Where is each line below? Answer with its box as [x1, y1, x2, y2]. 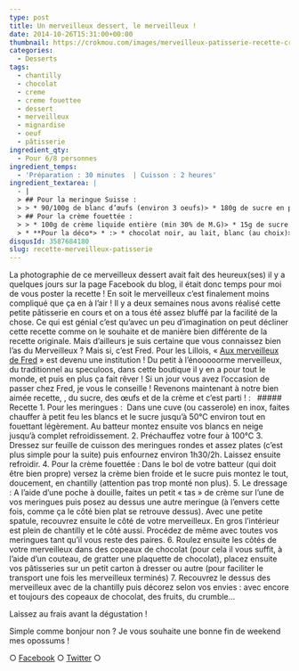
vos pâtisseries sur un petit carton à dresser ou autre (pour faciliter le [9, 563, 264, 574]
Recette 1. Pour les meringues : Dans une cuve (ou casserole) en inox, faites [9, 402, 290, 413]
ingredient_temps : [9, 162, 77, 171]
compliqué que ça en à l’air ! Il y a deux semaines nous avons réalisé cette [9, 298, 281, 308]
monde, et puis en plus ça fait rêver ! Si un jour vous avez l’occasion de [9, 373, 270, 384]
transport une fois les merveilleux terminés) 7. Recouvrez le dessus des [9, 572, 271, 584]
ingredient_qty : [9, 145, 69, 154]
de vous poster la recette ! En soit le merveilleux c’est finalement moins [9, 289, 270, 299]
